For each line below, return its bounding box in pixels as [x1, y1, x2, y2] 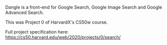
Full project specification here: [5, 29, 69, 34]
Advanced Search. [5, 9, 44, 15]
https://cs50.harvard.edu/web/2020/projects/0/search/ [5, 34, 121, 40]
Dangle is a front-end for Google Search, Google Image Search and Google [5, 4, 162, 10]
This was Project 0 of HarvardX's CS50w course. [5, 19, 108, 25]
